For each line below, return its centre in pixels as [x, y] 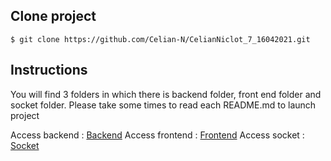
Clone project [53, 16]
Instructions [49, 70]
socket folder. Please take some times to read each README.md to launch [163, 105]
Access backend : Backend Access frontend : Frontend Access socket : [157, 135]
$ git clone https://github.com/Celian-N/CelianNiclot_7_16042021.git [160, 39]
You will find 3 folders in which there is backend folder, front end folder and [166, 94]
